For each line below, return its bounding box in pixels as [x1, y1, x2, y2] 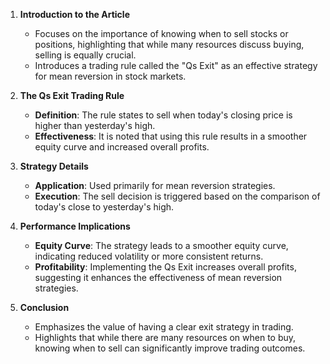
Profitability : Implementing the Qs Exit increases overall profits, [34, 261, 297, 273]
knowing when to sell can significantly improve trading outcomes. [34, 342, 306, 354]
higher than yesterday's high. [34, 120, 156, 131]
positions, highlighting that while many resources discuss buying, [34, 39, 305, 50]
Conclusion [19, 302, 70, 313]
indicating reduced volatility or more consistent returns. [34, 250, 264, 262]
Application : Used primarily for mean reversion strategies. [34, 180, 276, 191]
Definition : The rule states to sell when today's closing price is [34, 109, 293, 121]
